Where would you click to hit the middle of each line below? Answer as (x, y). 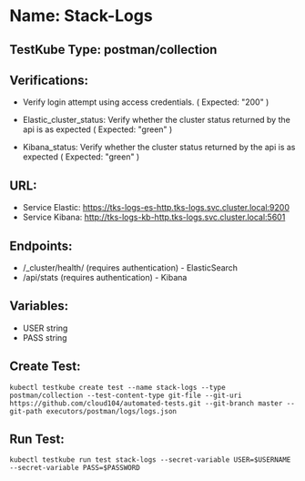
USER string (45, 328)
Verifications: (49, 80)
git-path (26, 411)
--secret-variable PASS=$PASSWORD (75, 468)
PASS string (45, 337)
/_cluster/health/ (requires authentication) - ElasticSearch (130, 268)
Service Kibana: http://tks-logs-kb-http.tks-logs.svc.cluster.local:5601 (154, 217)
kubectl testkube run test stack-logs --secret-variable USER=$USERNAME (150, 460)
